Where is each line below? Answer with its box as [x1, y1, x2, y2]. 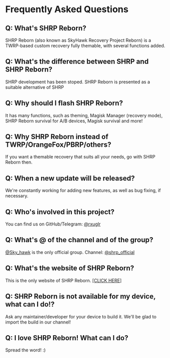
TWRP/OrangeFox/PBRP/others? [5, 141, 111, 149]
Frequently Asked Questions [5, 4, 129, 15]
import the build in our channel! [5, 319, 71, 325]
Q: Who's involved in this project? [5, 207, 115, 216]
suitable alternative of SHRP [5, 84, 64, 90]
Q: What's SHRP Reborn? [5, 24, 87, 32]
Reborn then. [5, 159, 33, 166]
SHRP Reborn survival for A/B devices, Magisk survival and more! [5, 118, 143, 124]
